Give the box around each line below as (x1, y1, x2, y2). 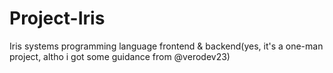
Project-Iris (9, 7, 106, 30)
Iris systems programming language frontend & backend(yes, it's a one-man (9, 40, 324, 52)
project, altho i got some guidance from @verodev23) (9, 50, 231, 62)
